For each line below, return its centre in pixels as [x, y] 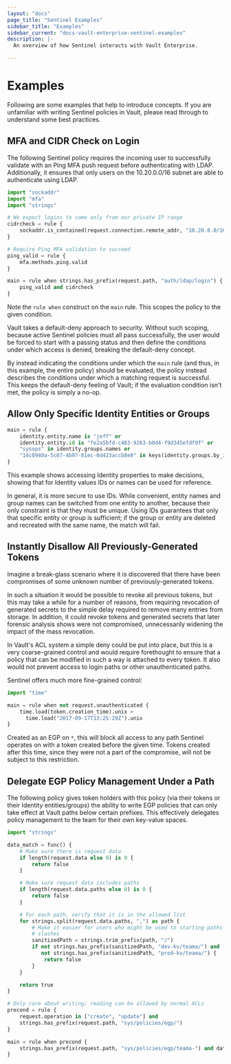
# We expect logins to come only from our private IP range [95, 218]
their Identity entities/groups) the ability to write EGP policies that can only [112, 805]
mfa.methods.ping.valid [54, 262]
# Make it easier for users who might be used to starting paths [128, 927]
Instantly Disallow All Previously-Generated [102, 546]
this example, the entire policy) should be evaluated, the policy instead [107, 370]
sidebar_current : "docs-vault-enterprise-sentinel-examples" [97, 33]
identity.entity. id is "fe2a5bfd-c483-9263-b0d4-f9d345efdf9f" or [117, 443]
